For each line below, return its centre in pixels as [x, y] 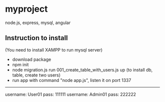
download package [32, 59]
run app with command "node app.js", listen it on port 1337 [72, 80]
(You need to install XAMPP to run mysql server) [54, 50]
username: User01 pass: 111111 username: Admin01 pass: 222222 [70, 94]
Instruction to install [36, 38]
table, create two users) [36, 75]
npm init [20, 64]
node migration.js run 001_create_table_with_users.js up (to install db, [82, 70]
